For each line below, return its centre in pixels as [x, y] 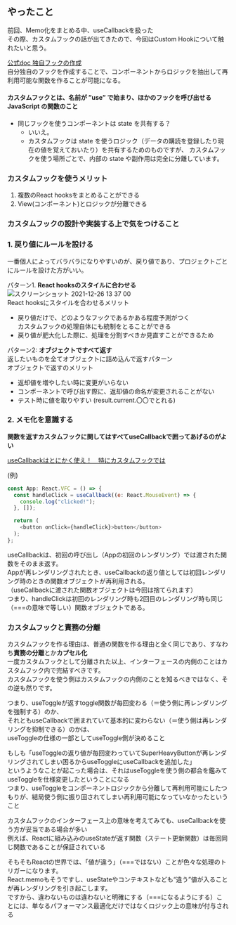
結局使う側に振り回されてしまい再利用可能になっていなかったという [130, 797]
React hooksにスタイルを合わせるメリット [68, 302]
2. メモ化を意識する [40, 420]
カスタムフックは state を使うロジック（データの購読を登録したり [123, 141]
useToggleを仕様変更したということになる [68, 780]
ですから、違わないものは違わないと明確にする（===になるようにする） [112, 897]
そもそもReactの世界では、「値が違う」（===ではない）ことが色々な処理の [114, 862]
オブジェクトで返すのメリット [50, 368]
